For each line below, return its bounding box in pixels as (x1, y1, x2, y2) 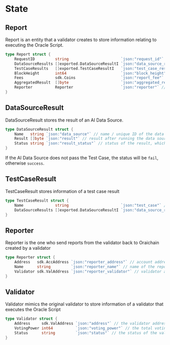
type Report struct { (5, 52, 51, 57)
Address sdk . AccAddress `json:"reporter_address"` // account (14, 259, 153, 265)
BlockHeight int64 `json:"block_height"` (14, 70, 168, 76)
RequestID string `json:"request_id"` (14, 56, 164, 61)
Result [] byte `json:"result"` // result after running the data (14, 136, 155, 141)
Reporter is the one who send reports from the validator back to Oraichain (5, 240, 159, 246)
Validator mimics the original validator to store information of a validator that (5, 301, 163, 307)
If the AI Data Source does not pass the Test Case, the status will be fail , (5, 155, 158, 161)
